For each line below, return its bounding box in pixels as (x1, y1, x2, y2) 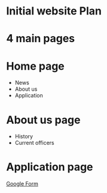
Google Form (6, 180, 39, 188)
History (14, 133, 33, 140)
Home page (6, 59, 65, 73)
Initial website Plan (6, 4, 102, 18)
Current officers (14, 139, 55, 147)
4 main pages (6, 32, 75, 46)
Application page (6, 161, 94, 174)
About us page (6, 113, 81, 127)
